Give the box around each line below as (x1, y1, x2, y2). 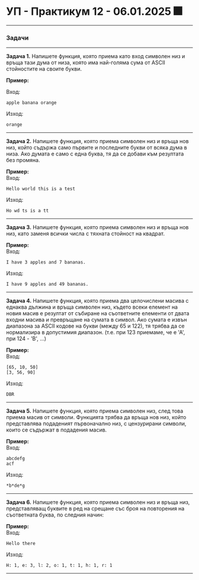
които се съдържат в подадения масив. (6, 426, 107, 433)
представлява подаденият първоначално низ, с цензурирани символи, (6, 420, 187, 427)
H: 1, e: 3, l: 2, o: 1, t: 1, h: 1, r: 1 (6, 563, 113, 569)
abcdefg (6, 456, 25, 462)
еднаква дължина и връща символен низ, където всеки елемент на (6, 303, 178, 310)
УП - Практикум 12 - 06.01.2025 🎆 (6, 5, 182, 18)
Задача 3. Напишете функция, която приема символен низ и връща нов (6, 224, 189, 231)
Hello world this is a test (6, 186, 76, 192)
